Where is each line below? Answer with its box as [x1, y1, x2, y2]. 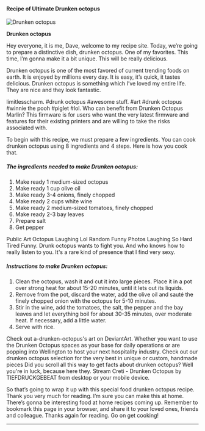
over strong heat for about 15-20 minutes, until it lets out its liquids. [15, 284, 184, 292]
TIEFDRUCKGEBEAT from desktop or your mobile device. [6, 374, 150, 382]
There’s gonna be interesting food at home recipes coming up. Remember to [6, 399, 198, 406]
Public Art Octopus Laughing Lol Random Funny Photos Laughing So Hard [6, 236, 193, 243]
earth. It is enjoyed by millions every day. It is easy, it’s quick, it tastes [6, 73, 181, 81]
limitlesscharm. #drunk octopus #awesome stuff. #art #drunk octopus [6, 98, 182, 106]
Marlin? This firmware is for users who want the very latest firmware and [6, 111, 189, 118]
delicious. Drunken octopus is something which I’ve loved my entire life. [6, 80, 187, 87]
